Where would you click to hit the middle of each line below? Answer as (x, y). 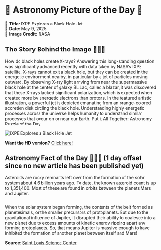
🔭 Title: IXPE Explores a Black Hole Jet (44, 24)
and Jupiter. (17, 193)
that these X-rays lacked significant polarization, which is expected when (79, 92)
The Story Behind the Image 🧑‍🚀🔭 (55, 49)
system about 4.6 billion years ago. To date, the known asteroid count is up (80, 183)
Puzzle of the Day (23, 124)
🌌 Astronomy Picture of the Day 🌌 (74, 10)
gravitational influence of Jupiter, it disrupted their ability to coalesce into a (80, 217)
